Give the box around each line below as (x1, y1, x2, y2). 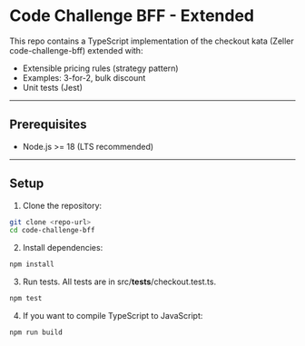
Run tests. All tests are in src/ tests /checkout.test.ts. (22, 276, 216, 287)
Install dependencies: (22, 242, 103, 253)
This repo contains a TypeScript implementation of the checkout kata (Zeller (9, 35, 295, 46)
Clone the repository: (22, 200, 103, 211)
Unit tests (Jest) (22, 82, 84, 93)
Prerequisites (9, 117, 87, 133)
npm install (9, 260, 54, 269)
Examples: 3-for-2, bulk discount (22, 72, 146, 83)
